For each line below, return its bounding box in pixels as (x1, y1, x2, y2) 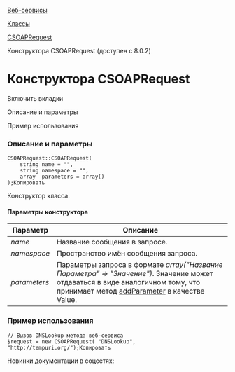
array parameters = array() (20, 173, 105, 181)
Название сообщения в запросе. (56, 237, 168, 247)
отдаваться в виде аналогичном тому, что (56, 277, 201, 287)
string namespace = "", (20, 167, 90, 174)
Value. (56, 295, 78, 305)
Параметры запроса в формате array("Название (56, 260, 223, 270)
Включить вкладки (7, 94, 64, 102)
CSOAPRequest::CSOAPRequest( (7, 155, 92, 162)
